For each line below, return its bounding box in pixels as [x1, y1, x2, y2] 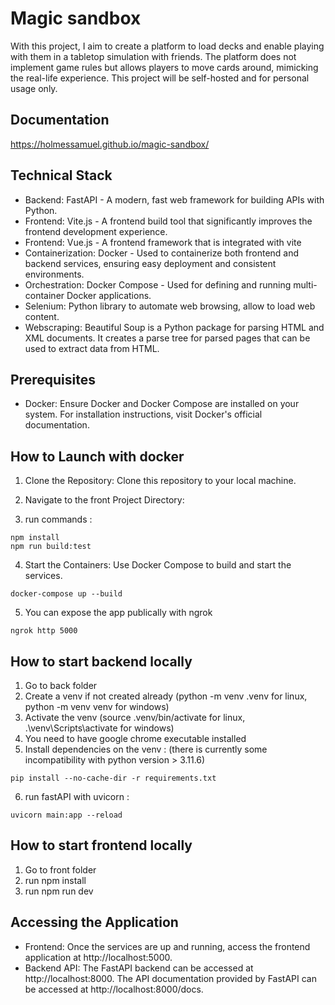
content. [24, 310, 60, 322]
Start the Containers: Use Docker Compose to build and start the [24, 559, 292, 571]
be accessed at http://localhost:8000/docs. [24, 983, 204, 995]
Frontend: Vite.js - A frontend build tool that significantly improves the [24, 215, 313, 227]
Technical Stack [10, 167, 113, 184]
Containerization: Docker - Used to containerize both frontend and [24, 247, 300, 259]
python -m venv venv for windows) [24, 701, 170, 712]
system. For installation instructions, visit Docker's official [24, 408, 263, 421]
